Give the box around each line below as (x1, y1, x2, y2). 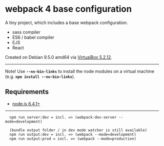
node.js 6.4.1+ (12, 100, 41, 106)
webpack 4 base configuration (5, 3, 132, 15)
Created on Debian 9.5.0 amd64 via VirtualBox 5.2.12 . (5, 54, 112, 60)
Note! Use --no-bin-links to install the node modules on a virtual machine (5, 68, 155, 74)
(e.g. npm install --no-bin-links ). (5, 73, 75, 79)
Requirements (5, 88, 49, 96)
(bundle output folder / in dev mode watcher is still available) (9, 127, 147, 133)
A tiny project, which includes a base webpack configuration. (5, 20, 128, 25)
